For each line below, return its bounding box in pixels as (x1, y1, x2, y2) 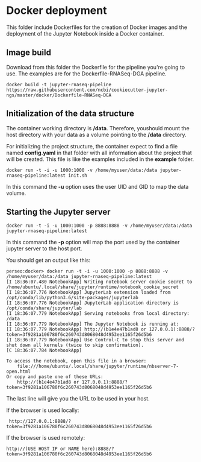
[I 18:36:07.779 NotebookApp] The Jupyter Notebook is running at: (6, 321, 179, 328)
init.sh (68, 172, 87, 179)
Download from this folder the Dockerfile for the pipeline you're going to (6, 63, 185, 71)
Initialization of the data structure (6, 109, 134, 119)
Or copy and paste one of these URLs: (6, 374, 104, 380)
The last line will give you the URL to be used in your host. (6, 395, 150, 402)
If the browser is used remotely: (6, 434, 85, 441)
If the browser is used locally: (6, 407, 79, 414)
